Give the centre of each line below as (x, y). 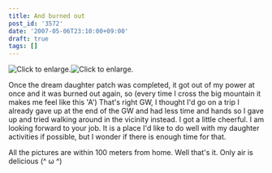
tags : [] (23, 46)
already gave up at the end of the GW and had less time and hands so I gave (136, 111)
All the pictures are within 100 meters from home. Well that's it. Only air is (131, 153)
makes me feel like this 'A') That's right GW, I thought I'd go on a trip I (124, 102)
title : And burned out (47, 16)
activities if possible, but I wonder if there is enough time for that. (117, 137)
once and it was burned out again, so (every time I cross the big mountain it (135, 93)
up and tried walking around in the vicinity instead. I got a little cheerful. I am (136, 119)
